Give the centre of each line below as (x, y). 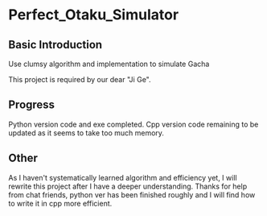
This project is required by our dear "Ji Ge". (80, 79)
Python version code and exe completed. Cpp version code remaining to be (133, 124)
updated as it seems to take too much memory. (86, 133)
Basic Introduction (55, 45)
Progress (31, 105)
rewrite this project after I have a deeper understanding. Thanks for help (128, 186)
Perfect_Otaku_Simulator (94, 15)
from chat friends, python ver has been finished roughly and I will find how (132, 194)
